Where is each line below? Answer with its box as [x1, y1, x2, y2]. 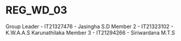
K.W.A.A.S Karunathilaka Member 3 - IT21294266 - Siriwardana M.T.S [5, 29, 175, 36]
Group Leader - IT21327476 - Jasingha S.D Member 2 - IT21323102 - [5, 23, 173, 30]
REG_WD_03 [5, 4, 67, 17]
